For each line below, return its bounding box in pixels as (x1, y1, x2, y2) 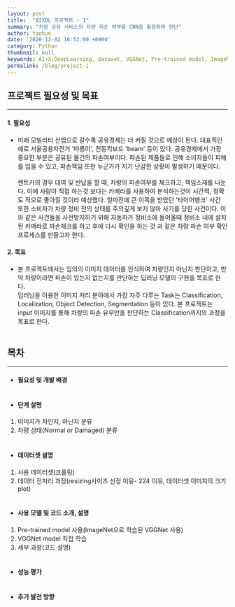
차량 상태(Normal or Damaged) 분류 (17, 426, 118, 434)
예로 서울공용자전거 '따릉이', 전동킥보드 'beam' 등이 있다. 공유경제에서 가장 (17, 144, 222, 152)
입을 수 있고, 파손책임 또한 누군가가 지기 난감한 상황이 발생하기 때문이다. (24, 162, 221, 170)
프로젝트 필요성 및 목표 (7, 90, 99, 102)
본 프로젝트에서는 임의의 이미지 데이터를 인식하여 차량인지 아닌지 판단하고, (17, 264, 220, 273)
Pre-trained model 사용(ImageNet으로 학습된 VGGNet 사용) (17, 525, 184, 534)
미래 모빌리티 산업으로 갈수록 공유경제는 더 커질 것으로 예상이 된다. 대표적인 (17, 136, 223, 144)
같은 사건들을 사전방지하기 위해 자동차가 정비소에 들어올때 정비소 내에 (24, 213, 214, 221)
